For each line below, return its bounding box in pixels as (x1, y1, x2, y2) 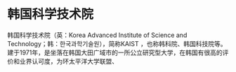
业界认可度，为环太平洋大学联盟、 (19, 57, 118, 65)
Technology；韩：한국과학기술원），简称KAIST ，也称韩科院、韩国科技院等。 (7, 39, 227, 48)
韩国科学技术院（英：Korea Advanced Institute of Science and (7, 31, 188, 39)
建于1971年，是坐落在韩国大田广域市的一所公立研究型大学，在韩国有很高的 (7, 48, 223, 57)
